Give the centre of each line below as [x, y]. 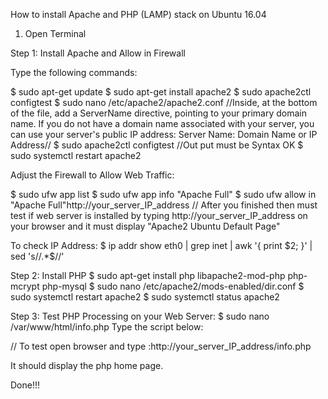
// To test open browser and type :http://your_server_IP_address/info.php [161, 346]
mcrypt [25, 286]
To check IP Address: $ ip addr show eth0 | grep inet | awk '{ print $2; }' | [161, 245]
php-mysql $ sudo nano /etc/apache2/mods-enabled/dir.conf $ [173, 286]
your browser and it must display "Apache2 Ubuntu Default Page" [145, 226]
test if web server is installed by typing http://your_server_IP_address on [159, 215]
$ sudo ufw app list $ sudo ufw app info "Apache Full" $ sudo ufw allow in [163, 194]
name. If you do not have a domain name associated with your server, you [162, 123]
